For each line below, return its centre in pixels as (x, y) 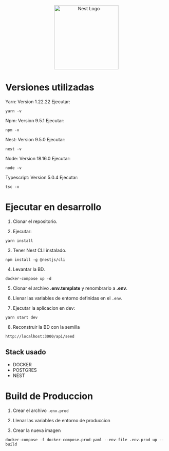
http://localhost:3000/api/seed (40, 336)
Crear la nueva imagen (37, 430)
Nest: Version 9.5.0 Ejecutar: (35, 139)
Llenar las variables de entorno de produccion (61, 420)
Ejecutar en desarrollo (53, 207)
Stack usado (26, 352)
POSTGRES (25, 370)
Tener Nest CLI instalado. (40, 250)
